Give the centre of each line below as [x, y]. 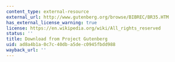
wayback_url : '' [26, 50]
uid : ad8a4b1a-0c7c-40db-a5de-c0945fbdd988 [61, 45]
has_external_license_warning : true [51, 22]
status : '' [20, 34]
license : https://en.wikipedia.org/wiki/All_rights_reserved [84, 28]
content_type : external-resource [48, 12]
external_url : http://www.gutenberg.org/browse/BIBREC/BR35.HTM [87, 17]
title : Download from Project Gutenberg [57, 39]
